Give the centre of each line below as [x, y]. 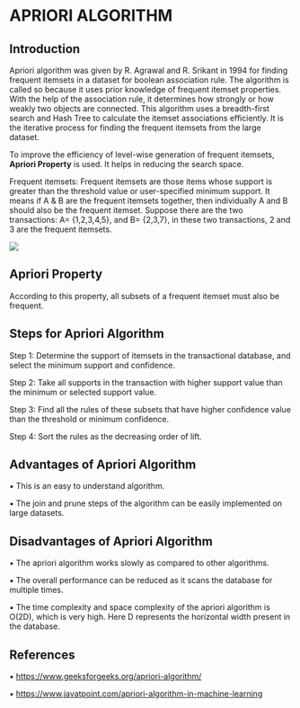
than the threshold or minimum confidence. [89, 419]
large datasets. [37, 513]
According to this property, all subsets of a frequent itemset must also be [145, 296]
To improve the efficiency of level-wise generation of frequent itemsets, [142, 155]
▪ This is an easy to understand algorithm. [87, 486]
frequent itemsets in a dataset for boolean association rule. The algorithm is [149, 80]
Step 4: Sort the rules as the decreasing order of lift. [106, 436]
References [42, 655]
